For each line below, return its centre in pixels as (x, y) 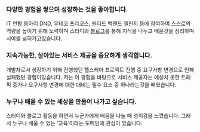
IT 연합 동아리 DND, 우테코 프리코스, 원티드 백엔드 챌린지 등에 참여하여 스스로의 (99, 24)
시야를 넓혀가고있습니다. (34, 39)
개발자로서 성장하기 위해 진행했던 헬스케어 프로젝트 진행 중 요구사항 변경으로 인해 (100, 69)
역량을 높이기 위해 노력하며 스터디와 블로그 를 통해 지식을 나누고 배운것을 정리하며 (100, 31)
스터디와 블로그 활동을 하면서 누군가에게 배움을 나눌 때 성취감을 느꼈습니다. (93, 115)
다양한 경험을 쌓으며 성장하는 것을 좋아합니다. (67, 9)
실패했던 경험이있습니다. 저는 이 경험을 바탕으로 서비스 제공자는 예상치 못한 (93, 77)
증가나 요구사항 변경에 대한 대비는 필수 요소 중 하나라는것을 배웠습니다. (94, 84)
